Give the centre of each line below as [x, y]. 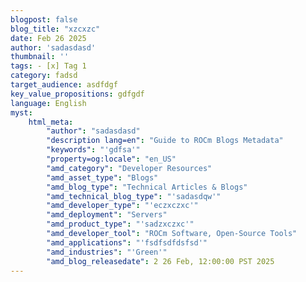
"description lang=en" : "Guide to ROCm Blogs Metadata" [165, 141]
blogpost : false [44, 19]
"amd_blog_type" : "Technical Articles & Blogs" [147, 187]
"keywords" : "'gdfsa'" [93, 150]
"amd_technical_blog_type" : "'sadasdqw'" [134, 196]
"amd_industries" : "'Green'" [107, 252]
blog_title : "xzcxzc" [55, 29]
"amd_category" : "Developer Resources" [129, 168]
